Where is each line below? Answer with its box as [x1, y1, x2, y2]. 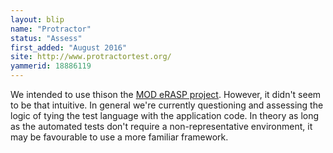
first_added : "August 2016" [10, 42, 128, 53]
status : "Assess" [10, 33, 83, 43]
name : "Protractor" [10, 24, 92, 34]
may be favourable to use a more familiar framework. [10, 131, 229, 143]
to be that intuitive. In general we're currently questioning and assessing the [10, 99, 324, 111]
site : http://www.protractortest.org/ [10, 52, 172, 62]
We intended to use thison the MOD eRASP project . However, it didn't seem [10, 89, 322, 100]
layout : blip [10, 14, 65, 25]
